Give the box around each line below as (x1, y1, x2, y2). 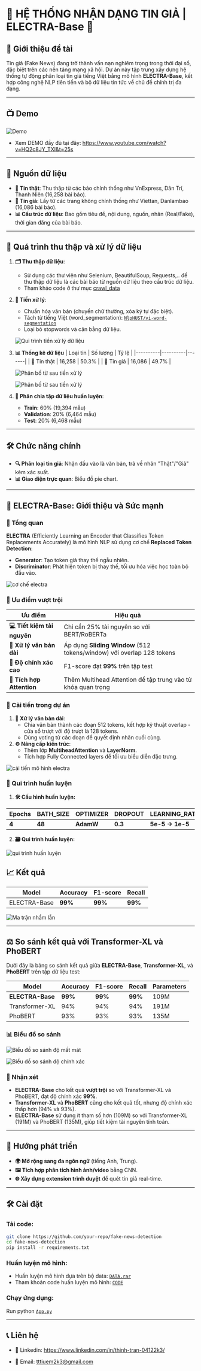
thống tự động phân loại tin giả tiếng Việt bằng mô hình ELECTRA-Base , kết (6, 72, 193, 79)
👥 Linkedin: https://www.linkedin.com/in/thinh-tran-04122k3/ (14, 1346, 165, 1354)
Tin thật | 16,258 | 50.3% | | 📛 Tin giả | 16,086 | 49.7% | (35, 358, 172, 365)
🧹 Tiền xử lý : (14, 296, 47, 304)
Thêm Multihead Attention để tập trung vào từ (63, 675, 192, 684)
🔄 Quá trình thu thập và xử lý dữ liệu (6, 242, 142, 252)
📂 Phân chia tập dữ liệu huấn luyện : (14, 393, 104, 400)
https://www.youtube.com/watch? (82, 139, 166, 146)
